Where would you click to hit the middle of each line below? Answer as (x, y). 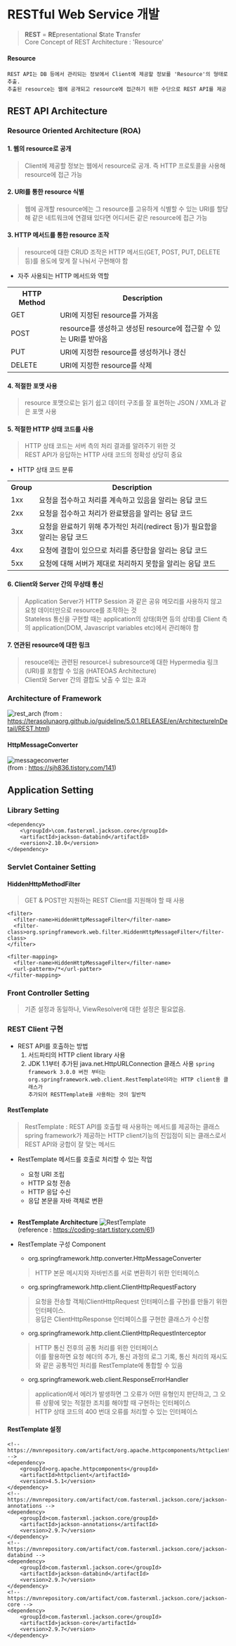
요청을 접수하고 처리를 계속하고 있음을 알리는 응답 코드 (123, 500)
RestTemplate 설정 (34, 1429)
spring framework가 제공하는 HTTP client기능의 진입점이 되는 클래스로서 (125, 1135)
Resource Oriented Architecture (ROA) (74, 131)
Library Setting (33, 810)
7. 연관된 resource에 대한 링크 (48, 645)
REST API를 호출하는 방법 (53, 1046)
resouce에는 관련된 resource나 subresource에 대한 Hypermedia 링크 (122, 662)
